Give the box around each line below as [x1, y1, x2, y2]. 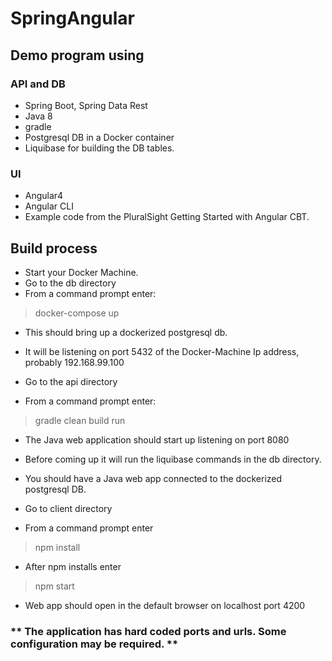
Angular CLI [24, 200, 74, 212]
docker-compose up [34, 307, 120, 319]
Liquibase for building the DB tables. [24, 142, 175, 154]
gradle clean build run [34, 414, 126, 426]
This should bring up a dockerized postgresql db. [24, 326, 228, 338]
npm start [34, 580, 75, 592]
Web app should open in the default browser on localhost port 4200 [24, 599, 306, 611]
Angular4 [24, 190, 64, 202]
